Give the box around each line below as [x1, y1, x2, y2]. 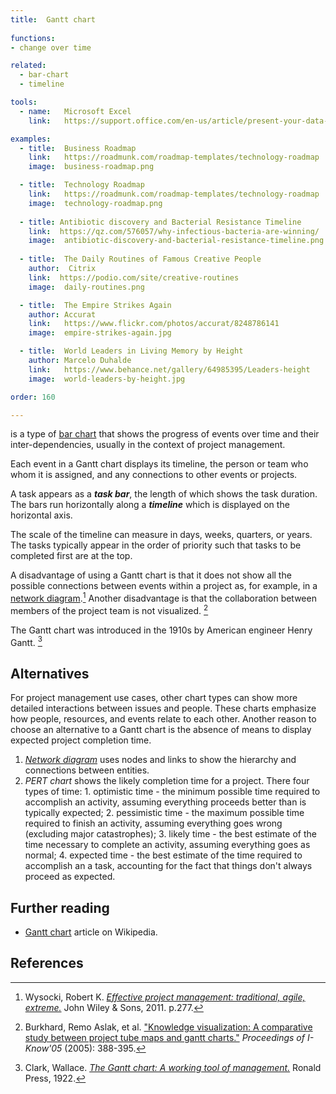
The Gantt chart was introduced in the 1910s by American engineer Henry [10, 624, 313, 636]
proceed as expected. [24, 871, 116, 883]
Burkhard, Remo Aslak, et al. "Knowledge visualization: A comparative [24, 1021, 313, 1033]
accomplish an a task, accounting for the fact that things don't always [24, 860, 313, 872]
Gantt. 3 [10, 634, 43, 648]
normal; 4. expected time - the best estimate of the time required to [24, 849, 303, 861]
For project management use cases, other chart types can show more [10, 692, 298, 704]
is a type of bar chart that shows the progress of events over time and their [10, 428, 320, 440]
